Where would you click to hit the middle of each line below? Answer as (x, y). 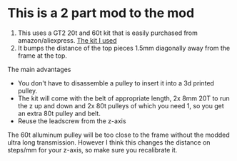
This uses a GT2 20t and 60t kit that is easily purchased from (108, 33)
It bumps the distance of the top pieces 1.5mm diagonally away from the (124, 48)
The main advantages (39, 69)
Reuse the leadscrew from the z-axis (72, 121)
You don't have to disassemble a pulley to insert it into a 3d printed (116, 83)
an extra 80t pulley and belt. (59, 113)
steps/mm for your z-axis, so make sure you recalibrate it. (92, 150)
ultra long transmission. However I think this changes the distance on (109, 142)
